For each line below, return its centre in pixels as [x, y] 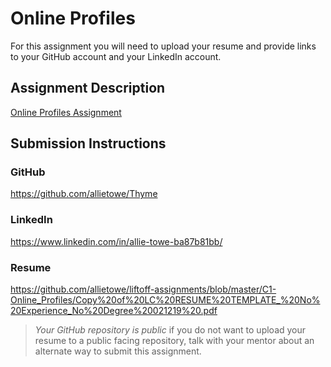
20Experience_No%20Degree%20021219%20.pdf [114, 311]
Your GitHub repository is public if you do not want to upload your [170, 330]
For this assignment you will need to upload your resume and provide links [163, 46]
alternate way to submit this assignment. [118, 351]
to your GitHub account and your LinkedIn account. [116, 56]
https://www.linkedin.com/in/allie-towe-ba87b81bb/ [116, 241]
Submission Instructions [88, 143]
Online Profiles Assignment [66, 112]
